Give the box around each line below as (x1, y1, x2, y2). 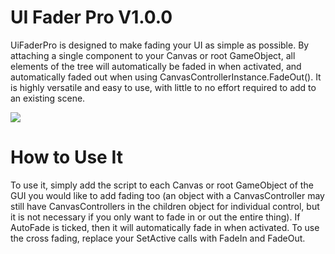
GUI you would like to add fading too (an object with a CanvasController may (10, 189, 325, 201)
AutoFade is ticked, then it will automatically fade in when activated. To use (10, 221, 320, 233)
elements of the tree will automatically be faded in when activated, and (10, 60, 302, 72)
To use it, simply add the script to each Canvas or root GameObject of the (10, 179, 314, 191)
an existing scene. (10, 92, 86, 104)
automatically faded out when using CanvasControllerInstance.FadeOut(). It (10, 71, 322, 83)
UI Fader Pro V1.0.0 (10, 6, 173, 29)
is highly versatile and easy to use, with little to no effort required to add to (10, 81, 317, 93)
